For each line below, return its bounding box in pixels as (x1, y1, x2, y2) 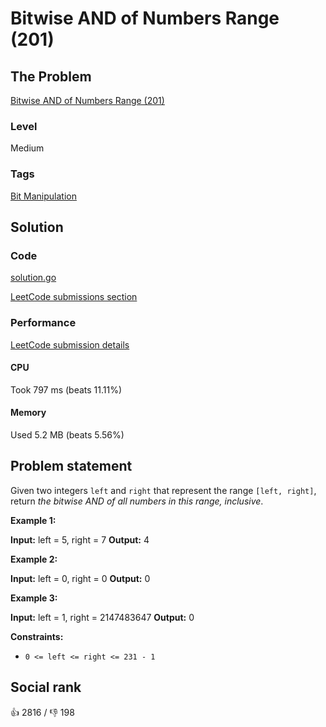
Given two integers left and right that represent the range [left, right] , (10, 484, 317, 496)
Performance (10, 316, 77, 330)
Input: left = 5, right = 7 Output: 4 (10, 533, 150, 546)
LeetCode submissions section (10, 291, 138, 303)
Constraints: (10, 630, 64, 642)
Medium (10, 142, 45, 154)
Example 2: (10, 553, 58, 565)
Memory (10, 407, 47, 419)
